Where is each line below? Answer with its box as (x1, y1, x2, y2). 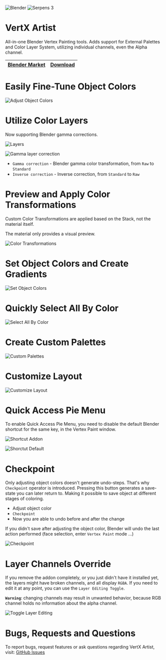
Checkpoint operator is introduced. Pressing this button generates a (5, 485, 144, 491)
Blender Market (7, 61, 46, 68)
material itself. (5, 221, 34, 227)
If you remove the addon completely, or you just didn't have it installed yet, (5, 575, 159, 581)
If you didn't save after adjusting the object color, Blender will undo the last (5, 526, 159, 532)
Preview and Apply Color (5, 189, 110, 200)
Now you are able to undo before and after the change (12, 516, 125, 522)
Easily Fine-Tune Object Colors (5, 81, 136, 92)
